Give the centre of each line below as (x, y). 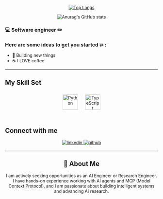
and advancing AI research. (81, 191)
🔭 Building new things (34, 55)
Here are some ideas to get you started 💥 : (56, 45)
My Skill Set (23, 82)
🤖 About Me (81, 164)
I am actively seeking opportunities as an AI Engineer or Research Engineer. (81, 176)
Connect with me (32, 131)
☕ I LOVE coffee (28, 61)
